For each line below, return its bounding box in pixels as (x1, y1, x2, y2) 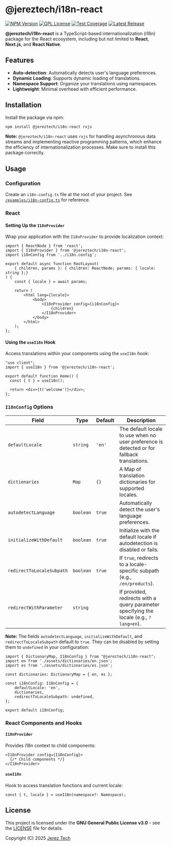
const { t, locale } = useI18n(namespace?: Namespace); (5, 792, 126, 797)
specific (119, 567, 138, 574)
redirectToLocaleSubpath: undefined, (14, 694, 95, 699)
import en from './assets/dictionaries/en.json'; (5, 658, 113, 664)
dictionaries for (119, 478, 156, 485)
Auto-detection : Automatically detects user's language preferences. (12, 69, 157, 76)
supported (119, 484, 144, 491)
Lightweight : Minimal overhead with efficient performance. (12, 86, 137, 92)
